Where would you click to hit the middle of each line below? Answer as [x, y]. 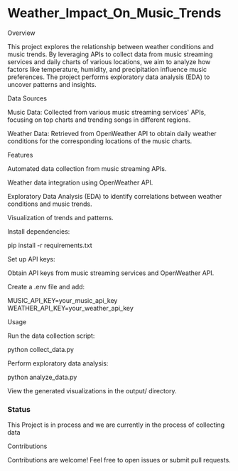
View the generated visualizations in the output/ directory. [92, 390]
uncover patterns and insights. [52, 84]
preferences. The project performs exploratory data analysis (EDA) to [109, 77]
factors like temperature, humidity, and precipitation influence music [107, 69]
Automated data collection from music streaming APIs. [87, 168]
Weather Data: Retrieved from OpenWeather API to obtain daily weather [112, 133]
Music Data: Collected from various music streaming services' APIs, [107, 112]
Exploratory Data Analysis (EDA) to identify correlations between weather [115, 196]
